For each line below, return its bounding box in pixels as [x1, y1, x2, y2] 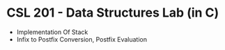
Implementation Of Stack [16, 28, 88, 36]
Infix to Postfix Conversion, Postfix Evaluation [16, 35, 148, 43]
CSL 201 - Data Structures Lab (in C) [6, 5, 219, 21]
